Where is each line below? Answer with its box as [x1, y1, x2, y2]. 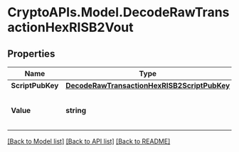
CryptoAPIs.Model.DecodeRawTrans [7, 4, 230, 21]
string [65, 106, 87, 115]
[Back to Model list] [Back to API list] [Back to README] [7, 137, 171, 146]
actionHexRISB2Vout [7, 19, 134, 36]
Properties [7, 48, 55, 60]
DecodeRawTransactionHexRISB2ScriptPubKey [65, 81, 230, 90]
